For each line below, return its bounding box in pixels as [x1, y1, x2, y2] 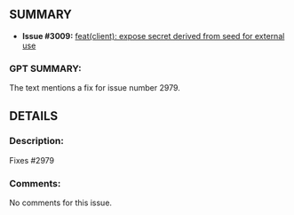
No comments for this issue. [9, 197, 113, 208]
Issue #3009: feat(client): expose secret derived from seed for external [21, 30, 285, 41]
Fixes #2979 [9, 155, 55, 165]
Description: [9, 135, 64, 147]
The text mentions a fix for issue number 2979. [9, 83, 180, 93]
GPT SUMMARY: [9, 62, 82, 75]
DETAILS [9, 108, 59, 123]
